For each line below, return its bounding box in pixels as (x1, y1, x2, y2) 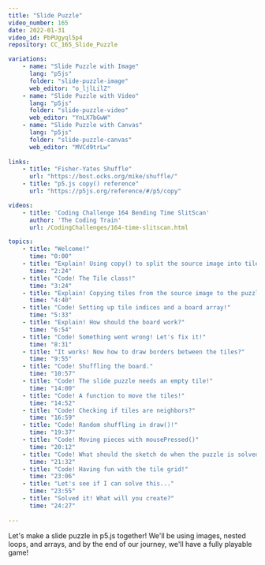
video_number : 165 (8, 19, 69, 27)
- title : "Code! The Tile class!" (22, 274, 136, 282)
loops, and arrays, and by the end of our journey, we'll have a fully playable (8, 539, 252, 548)
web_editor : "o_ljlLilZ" (28, 84, 111, 92)
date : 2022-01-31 (8, 26, 65, 34)
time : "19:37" (28, 428, 77, 436)
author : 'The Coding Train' (28, 216, 122, 224)
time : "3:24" (28, 282, 73, 290)
